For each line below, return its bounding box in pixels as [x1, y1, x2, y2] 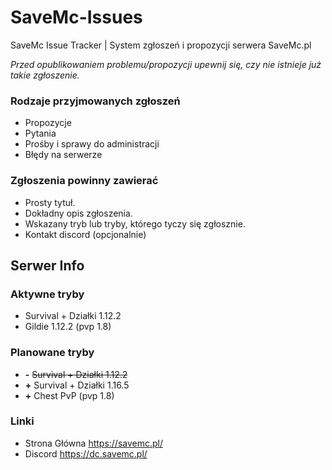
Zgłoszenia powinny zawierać [10, 174, 159, 188]
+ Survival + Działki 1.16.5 [24, 379, 130, 391]
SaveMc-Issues [10, 6, 143, 29]
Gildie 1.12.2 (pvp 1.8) [24, 321, 112, 333]
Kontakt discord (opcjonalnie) [24, 228, 147, 240]
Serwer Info [10, 257, 85, 274]
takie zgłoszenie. [10, 69, 80, 81]
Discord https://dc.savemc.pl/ [24, 447, 148, 460]
